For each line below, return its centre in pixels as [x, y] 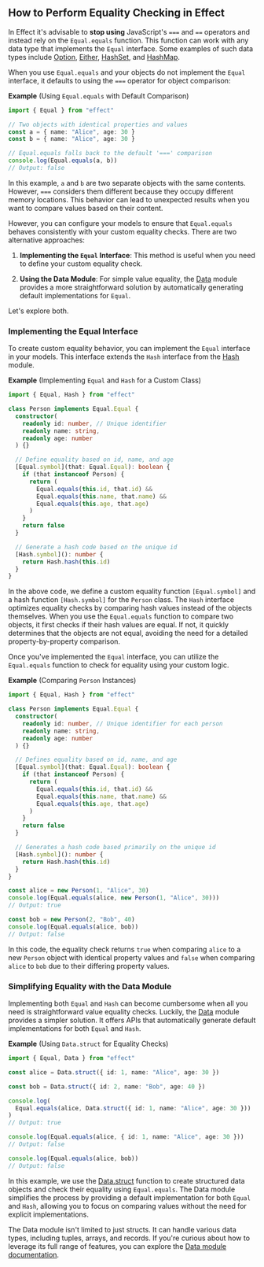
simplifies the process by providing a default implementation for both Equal [130, 1197]
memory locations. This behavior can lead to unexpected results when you [129, 199]
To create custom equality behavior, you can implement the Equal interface [129, 349]
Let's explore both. [38, 311]
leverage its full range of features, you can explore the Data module [117, 1246]
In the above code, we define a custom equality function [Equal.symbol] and [132, 591]
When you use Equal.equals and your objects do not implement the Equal [127, 72]
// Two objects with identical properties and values [98, 124]
